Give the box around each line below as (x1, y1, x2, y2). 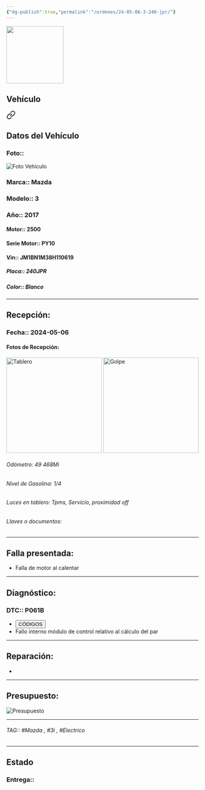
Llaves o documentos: (6, 517, 62, 525)
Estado (6, 757, 34, 767)
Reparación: (6, 651, 54, 662)
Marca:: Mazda (6, 178, 52, 187)
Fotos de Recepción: (6, 343, 60, 351)
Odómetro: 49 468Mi (6, 461, 60, 469)
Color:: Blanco (6, 283, 44, 290)
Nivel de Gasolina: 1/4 (6, 479, 62, 487)
